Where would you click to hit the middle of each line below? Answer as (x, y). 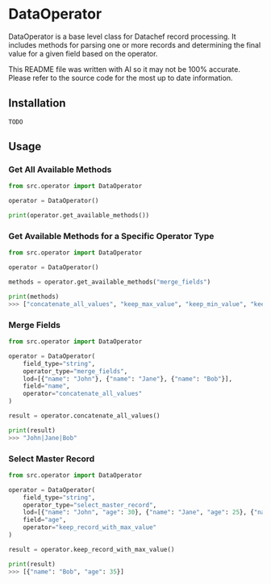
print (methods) (34, 296)
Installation (37, 103)
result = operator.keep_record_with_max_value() (92, 549)
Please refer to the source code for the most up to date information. (121, 78)
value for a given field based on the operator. (83, 53)
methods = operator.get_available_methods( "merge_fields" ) (110, 282)
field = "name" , (46, 386)
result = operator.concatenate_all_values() (84, 416)
